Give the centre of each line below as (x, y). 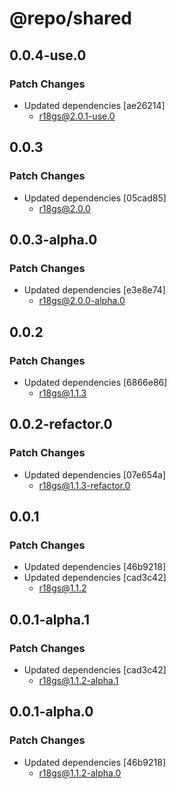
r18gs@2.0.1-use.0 (77, 116)
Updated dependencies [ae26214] (94, 105)
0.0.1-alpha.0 (51, 712)
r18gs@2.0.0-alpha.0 (82, 301)
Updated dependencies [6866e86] (95, 382)
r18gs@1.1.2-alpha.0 (80, 773)
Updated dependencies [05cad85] (95, 198)
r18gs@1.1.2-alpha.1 (78, 680)
